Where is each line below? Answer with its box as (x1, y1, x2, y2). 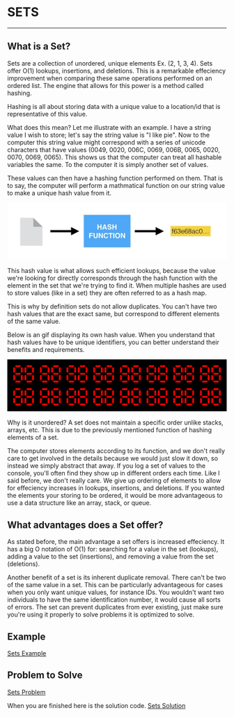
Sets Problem (7, 688, 46, 696)
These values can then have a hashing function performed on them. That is (7, 174, 224, 182)
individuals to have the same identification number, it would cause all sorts (7, 596, 221, 604)
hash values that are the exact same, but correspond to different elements (7, 309, 220, 318)
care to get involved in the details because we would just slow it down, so (7, 454, 218, 463)
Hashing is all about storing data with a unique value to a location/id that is (7, 102, 221, 110)
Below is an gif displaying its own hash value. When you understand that (7, 330, 215, 339)
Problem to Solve (7, 670, 83, 681)
